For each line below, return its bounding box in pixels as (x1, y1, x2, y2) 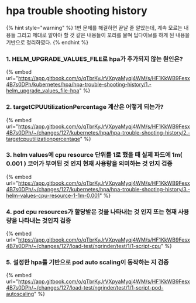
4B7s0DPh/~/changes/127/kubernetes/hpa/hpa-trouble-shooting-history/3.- (6, 185, 190, 192)
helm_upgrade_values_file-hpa (6, 87, 80, 94)
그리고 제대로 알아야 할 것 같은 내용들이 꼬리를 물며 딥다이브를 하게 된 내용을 (16, 31, 190, 39)
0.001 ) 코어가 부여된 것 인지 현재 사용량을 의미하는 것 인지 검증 (6, 160, 173, 168)
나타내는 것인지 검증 (18, 216, 71, 225)
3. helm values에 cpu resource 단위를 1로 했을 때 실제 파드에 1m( (6, 151, 183, 159)
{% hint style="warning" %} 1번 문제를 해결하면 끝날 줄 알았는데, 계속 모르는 (6, 24, 183, 31)
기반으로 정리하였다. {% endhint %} (6, 39, 89, 46)
